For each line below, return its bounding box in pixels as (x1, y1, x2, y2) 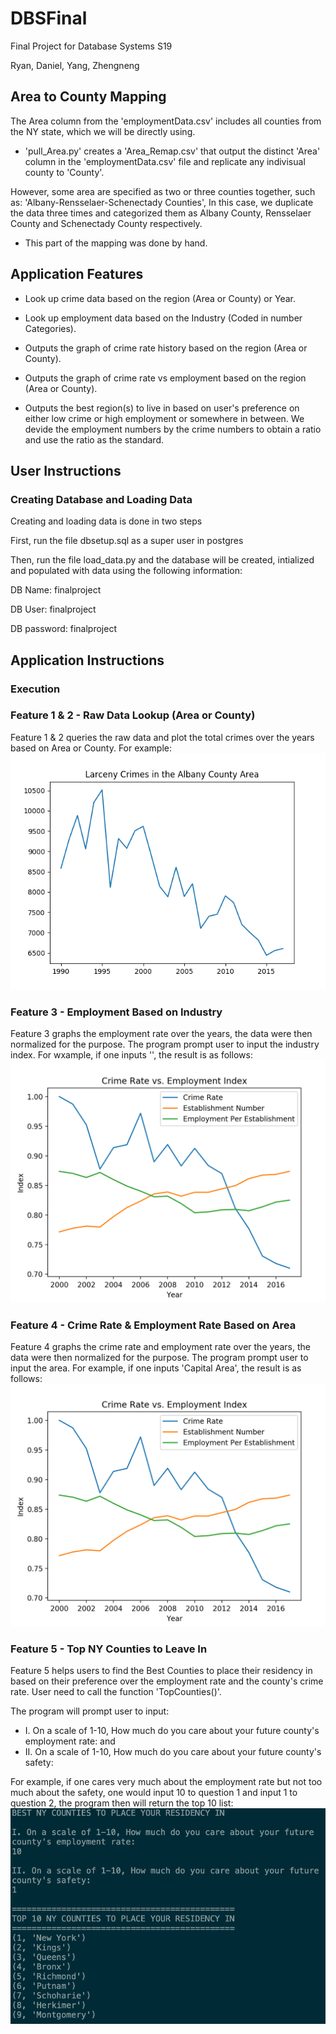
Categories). (24, 322, 77, 334)
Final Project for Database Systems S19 (10, 40, 173, 52)
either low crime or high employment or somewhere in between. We (24, 412, 305, 424)
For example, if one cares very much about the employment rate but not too (10, 1776, 323, 1788)
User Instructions (10, 462, 122, 479)
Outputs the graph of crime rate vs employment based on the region (24, 372, 307, 384)
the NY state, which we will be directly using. (10, 125, 196, 137)
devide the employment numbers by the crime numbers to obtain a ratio (24, 423, 322, 435)
